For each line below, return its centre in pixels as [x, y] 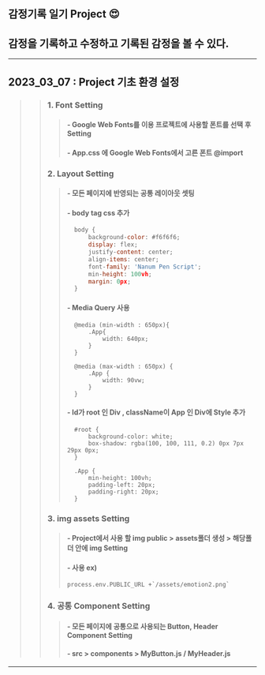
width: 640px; [125, 339]
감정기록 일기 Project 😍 [64, 14]
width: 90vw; [123, 380]
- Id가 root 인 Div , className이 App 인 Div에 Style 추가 [156, 412]
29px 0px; [83, 450]
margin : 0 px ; [110, 281]
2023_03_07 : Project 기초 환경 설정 [94, 82]
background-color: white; [131, 437]
